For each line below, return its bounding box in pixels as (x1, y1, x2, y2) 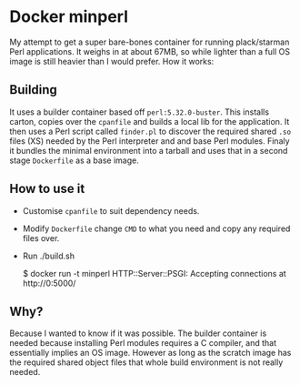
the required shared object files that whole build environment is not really (9, 357, 284, 368)
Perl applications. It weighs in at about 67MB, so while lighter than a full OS (9, 46, 291, 56)
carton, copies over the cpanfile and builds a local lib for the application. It (9, 116, 290, 127)
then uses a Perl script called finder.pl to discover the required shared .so (9, 126, 292, 137)
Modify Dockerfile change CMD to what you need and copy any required (22, 223, 291, 234)
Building (9, 82, 57, 97)
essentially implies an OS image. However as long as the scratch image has (9, 348, 292, 359)
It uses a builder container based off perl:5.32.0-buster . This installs (9, 106, 270, 117)
